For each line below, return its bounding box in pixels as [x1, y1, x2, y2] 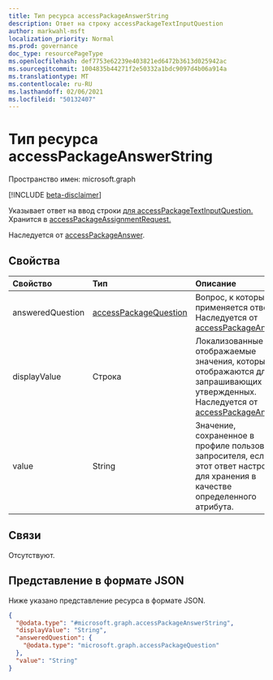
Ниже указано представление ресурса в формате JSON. [8, 595, 206, 605]
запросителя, [194, 451, 249, 461]
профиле [194, 440, 230, 451]
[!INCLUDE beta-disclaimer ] [8, 190, 102, 200]
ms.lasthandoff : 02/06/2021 [8, 87, 104, 96]
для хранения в [194, 471, 257, 482]
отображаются [194, 366, 254, 377]
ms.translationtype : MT [8, 72, 89, 81]
